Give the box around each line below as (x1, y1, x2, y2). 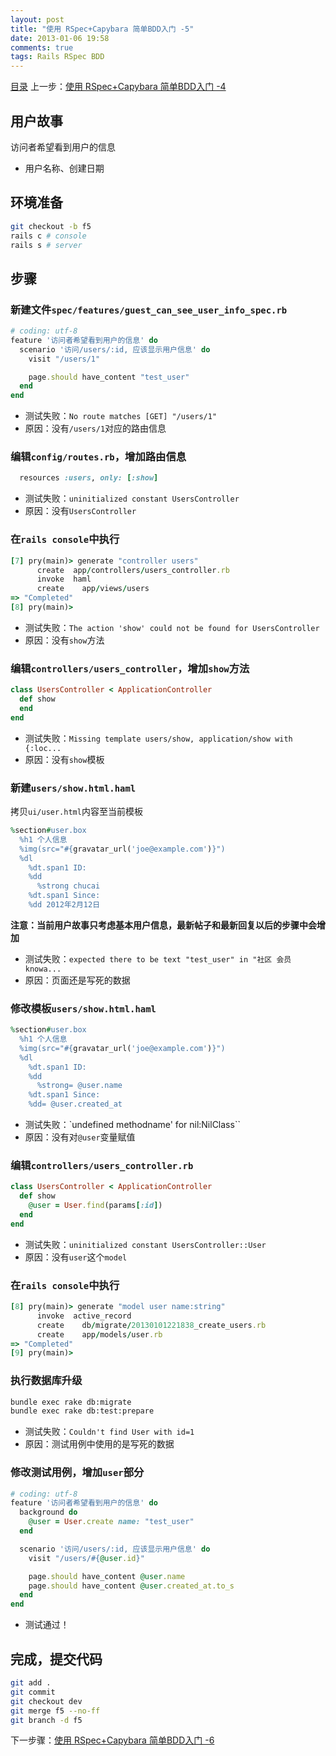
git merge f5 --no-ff (10, 1706, 101, 1716)
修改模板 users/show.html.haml (10, 1001, 157, 1015)
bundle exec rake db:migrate (10, 1397, 132, 1407)
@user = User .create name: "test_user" (28, 1517, 195, 1527)
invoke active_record (36, 1311, 132, 1321)
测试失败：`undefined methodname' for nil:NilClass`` (24, 1119, 241, 1131)
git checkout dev (10, 1696, 83, 1706)
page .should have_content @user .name (28, 1571, 186, 1581)
